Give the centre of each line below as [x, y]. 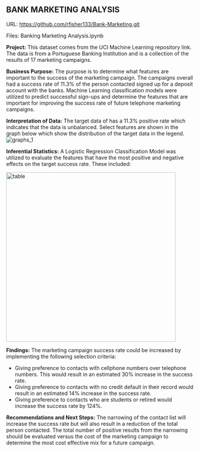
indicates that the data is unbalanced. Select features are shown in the [92, 127]
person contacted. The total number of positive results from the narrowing [97, 430]
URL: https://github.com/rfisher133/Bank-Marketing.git [73, 24]
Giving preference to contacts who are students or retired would [93, 399]
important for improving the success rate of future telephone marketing [94, 103]
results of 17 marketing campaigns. [49, 59]
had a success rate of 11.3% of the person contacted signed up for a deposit [99, 84]
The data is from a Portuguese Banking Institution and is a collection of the [97, 54]
